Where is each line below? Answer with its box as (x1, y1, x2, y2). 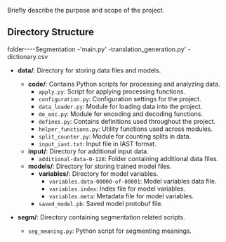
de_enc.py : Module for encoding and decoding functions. (38, 109, 204, 118)
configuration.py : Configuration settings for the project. (38, 94, 201, 103)
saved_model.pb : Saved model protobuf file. (38, 199, 164, 208)
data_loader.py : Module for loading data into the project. (38, 102, 203, 110)
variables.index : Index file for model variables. (48, 184, 186, 193)
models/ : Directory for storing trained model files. (27, 162, 172, 170)
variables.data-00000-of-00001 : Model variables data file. (48, 177, 217, 185)
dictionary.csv (7, 52, 48, 60)
